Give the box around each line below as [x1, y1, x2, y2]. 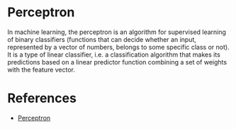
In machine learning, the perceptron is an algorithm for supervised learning [7, 28, 227, 36]
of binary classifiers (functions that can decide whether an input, [7, 35, 197, 43]
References [7, 90, 77, 106]
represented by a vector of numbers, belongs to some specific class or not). [7, 43, 230, 51]
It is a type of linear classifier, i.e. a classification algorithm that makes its [7, 50, 221, 59]
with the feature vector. [7, 65, 76, 74]
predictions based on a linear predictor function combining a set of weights [7, 57, 227, 66]
